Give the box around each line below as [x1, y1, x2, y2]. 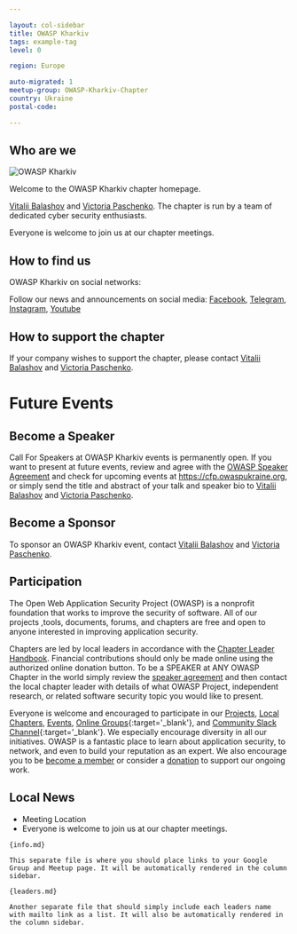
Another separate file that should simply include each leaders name [9, 902, 272, 911]
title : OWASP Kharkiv [9, 28, 90, 38]
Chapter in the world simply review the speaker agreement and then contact [9, 671, 288, 682]
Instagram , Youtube [9, 304, 82, 314]
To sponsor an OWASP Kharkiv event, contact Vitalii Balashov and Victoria [9, 539, 281, 550]
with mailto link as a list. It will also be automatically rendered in [9, 910, 284, 919]
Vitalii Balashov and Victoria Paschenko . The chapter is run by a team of [9, 201, 273, 211]
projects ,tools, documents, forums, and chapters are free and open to [9, 616, 266, 627]
